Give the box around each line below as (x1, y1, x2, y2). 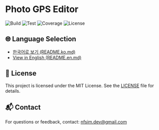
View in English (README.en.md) (12, 54, 82, 60)
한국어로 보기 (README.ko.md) (12, 49, 76, 55)
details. (5, 88, 21, 94)
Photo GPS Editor (5, 4, 79, 15)
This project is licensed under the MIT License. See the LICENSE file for (5, 82, 154, 89)
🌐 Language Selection (5, 35, 77, 43)
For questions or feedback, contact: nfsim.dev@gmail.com (5, 119, 127, 125)
